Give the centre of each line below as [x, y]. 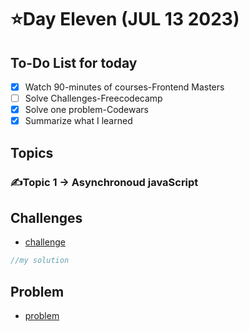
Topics [32, 152]
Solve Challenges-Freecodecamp [93, 98]
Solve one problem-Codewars [86, 110]
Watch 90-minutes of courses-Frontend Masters [124, 87]
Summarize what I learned [78, 121]
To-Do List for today [74, 62]
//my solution [40, 261]
